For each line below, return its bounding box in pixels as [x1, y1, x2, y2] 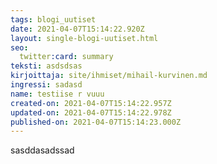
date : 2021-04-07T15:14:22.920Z [10, 24, 145, 34]
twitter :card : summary [19, 52, 114, 62]
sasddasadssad [10, 144, 75, 156]
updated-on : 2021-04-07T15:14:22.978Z [10, 107, 172, 118]
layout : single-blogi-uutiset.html [10, 33, 159, 43]
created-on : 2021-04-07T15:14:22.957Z [10, 98, 172, 108]
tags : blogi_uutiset [10, 14, 97, 25]
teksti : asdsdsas [10, 61, 83, 71]
